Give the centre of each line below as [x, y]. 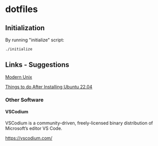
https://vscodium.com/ [29, 138]
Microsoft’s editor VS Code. [34, 128]
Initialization [25, 28]
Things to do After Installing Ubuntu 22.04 [49, 87]
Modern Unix [19, 77]
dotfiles [22, 9]
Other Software [24, 100]
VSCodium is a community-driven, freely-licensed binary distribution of [79, 123]
